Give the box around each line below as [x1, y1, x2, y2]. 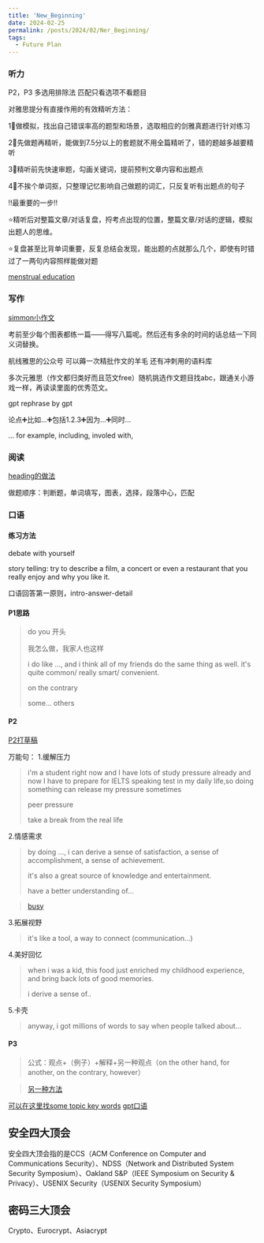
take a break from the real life [27, 815, 124, 824]
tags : [8, 33, 26, 42]
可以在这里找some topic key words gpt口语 [8, 1101, 148, 1110]
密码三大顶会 [8, 1204, 71, 1217]
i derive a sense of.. [27, 989, 92, 999]
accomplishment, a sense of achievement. [27, 855, 165, 864]
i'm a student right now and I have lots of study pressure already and [27, 767, 251, 777]
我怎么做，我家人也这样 [27, 644, 104, 653]
